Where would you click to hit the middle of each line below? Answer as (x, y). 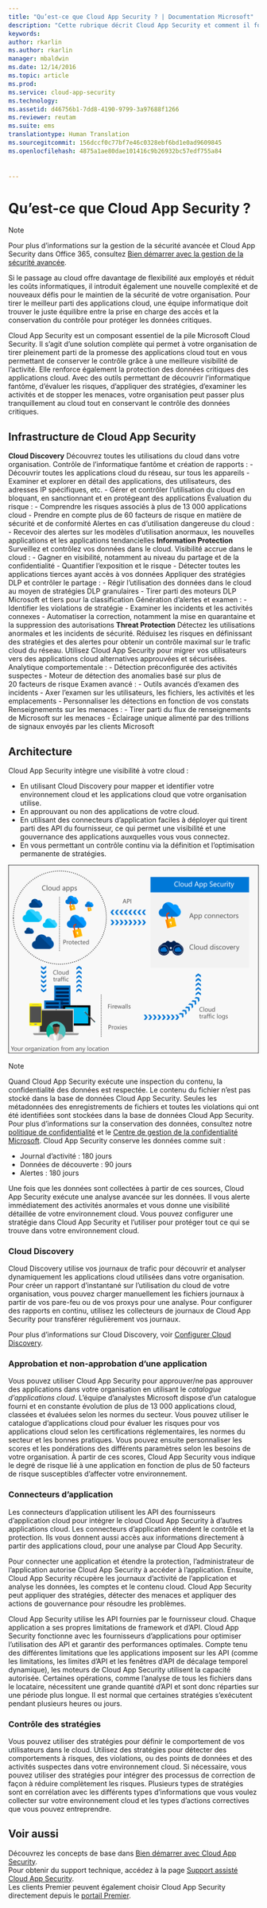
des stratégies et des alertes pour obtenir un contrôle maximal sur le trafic (130, 642)
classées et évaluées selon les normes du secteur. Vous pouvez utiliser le (128, 1415)
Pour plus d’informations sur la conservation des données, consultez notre (130, 1123)
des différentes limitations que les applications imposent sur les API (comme (133, 1653)
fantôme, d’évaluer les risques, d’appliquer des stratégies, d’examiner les (128, 387)
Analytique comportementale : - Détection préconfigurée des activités (123, 668)
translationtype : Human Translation (69, 134)
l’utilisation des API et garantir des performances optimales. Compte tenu (128, 1644)
